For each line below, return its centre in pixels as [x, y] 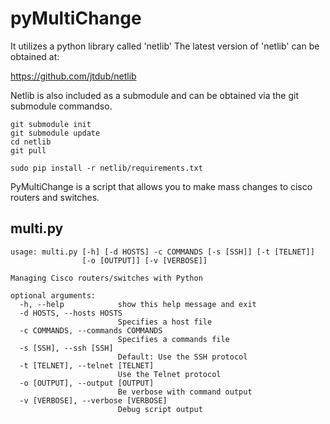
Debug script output [160, 409]
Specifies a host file [165, 322]
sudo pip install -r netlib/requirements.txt [106, 168]
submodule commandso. [61, 106]
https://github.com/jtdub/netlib [73, 76]
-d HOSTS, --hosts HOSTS [71, 313]
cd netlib [31, 142]
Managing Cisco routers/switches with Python [106, 278]
